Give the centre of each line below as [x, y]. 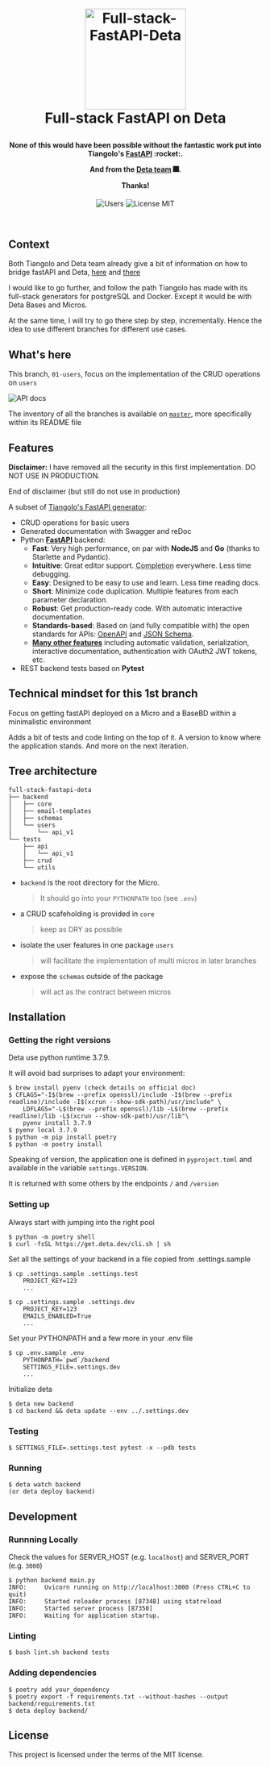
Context [29, 244]
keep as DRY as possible [81, 929]
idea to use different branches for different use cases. [98, 329]
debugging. [51, 574]
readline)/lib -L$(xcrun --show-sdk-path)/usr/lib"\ [99, 1116]
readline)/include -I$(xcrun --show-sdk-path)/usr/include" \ [115, 1102]
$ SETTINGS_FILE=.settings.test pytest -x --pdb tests [102, 1448]
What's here [40, 354]
